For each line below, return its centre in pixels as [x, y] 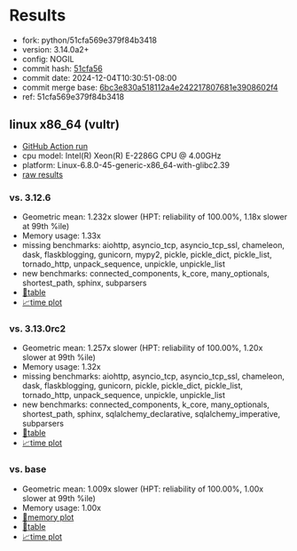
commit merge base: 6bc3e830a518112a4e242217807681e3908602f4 [150, 87]
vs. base [28, 469]
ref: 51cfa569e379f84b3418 [73, 96]
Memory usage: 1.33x [62, 236]
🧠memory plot [48, 517]
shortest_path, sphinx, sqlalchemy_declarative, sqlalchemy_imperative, [151, 414]
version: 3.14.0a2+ [55, 49]
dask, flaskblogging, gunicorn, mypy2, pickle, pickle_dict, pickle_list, [147, 255]
